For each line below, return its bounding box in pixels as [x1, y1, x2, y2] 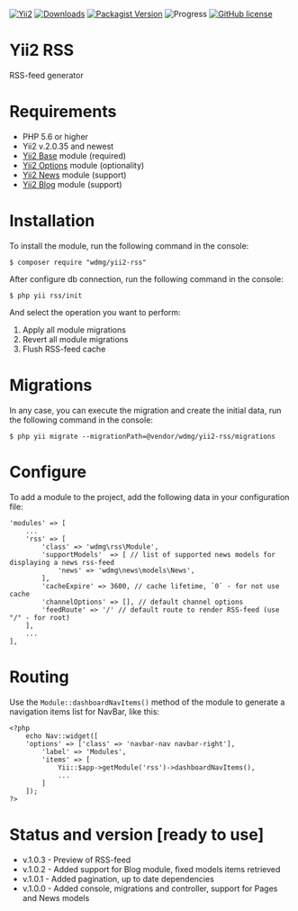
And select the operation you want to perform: [9, 306, 182, 317]
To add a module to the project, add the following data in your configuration [9, 491, 290, 502]
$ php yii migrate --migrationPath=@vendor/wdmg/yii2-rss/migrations [9, 432, 276, 441]
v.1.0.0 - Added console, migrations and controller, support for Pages [22, 883, 278, 894]
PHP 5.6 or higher [22, 131, 88, 141]
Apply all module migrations [22, 324, 126, 335]
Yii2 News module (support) [22, 169, 127, 180]
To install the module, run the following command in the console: [9, 240, 249, 251]
